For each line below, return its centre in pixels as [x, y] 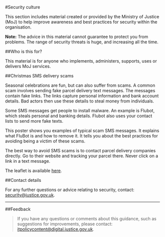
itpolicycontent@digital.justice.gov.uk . [55, 229]
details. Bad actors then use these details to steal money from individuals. [80, 101]
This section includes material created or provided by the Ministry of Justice [82, 17]
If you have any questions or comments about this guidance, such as [87, 219]
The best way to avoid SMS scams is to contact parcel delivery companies [81, 151]
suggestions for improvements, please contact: [65, 224]
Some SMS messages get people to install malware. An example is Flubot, [80, 111]
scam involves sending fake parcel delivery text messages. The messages [80, 90]
